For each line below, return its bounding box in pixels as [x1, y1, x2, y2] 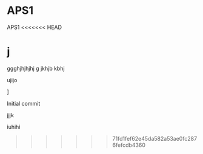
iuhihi [7, 123, 21, 130]
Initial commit [7, 100, 41, 107]
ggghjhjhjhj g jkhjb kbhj [7, 65, 65, 72]
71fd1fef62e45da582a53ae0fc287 [112, 135, 198, 142]
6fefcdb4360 [112, 141, 146, 149]
